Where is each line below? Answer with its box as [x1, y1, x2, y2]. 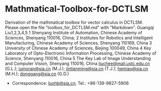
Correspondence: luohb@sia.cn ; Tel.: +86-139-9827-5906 [12, 80, 129, 86]
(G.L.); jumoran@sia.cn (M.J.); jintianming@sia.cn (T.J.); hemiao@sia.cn [5, 65, 148, 71]
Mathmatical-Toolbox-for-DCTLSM [5, 3, 148, 15]
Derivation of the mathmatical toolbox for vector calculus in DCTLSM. [5, 19, 144, 25]
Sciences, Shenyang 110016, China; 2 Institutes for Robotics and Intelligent [5, 35, 153, 41]
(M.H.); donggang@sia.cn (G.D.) [5, 71, 69, 76]
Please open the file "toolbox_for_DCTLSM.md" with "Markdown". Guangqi [5, 24, 154, 30]
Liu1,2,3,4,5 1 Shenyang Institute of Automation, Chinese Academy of [5, 30, 143, 35]
